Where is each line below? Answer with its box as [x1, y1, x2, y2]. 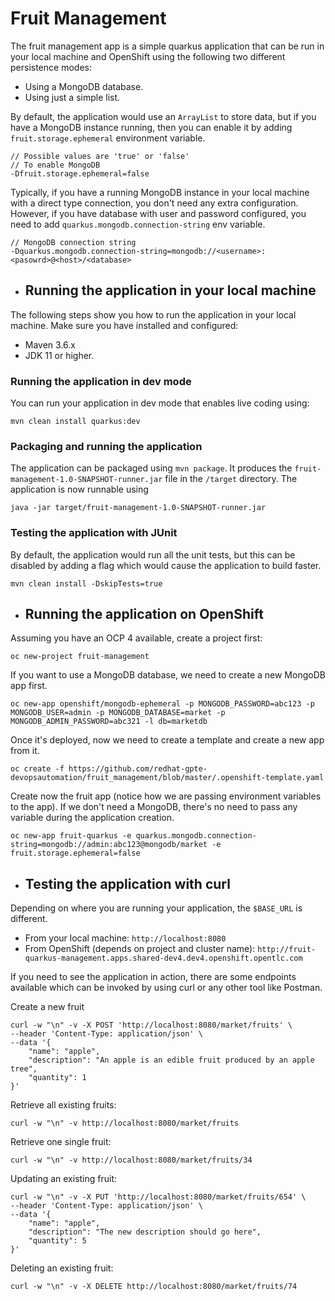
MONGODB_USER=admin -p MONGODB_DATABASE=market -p [10, 708, 226, 718]
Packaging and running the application [10, 439, 203, 453]
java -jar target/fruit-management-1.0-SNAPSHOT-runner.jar [10, 503, 267, 513]
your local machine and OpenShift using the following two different [10, 50, 286, 62]
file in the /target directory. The [164, 473, 298, 485]
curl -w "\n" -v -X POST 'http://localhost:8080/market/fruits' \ [10, 1020, 293, 1031]
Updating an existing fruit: [10, 1173, 118, 1185]
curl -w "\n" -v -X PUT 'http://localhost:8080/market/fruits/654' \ [10, 1192, 307, 1202]
